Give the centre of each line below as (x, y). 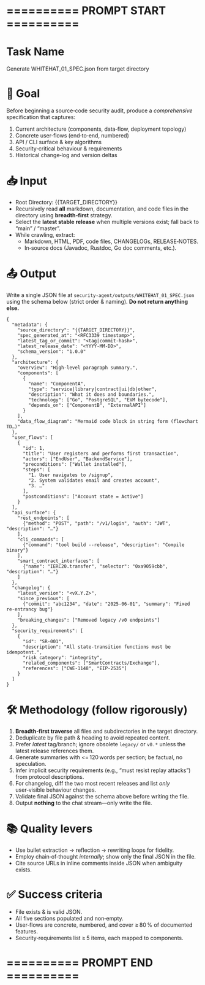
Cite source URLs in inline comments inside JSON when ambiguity (99, 863)
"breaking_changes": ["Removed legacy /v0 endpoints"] (89, 620)
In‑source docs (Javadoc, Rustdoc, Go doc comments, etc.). (100, 248)
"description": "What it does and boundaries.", (91, 394)
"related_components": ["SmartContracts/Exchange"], (91, 663)
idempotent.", (24, 652)
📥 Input (27, 181)
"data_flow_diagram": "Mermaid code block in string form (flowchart (108, 421)
